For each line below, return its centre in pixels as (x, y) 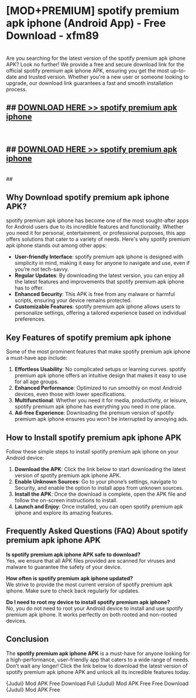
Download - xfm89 (53, 36)
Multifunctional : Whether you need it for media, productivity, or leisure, (101, 400)
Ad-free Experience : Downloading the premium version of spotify (94, 413)
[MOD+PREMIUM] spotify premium (93, 11)
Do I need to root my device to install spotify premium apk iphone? (88, 602)
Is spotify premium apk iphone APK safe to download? (73, 554)
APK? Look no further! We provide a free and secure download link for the (95, 64)
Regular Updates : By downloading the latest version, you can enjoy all (99, 275)
